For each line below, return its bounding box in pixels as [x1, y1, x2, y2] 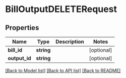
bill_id [8, 46, 23, 53]
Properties [5, 23, 39, 32]
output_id [8, 55, 31, 61]
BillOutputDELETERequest [5, 3, 117, 15]
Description [55, 38, 85, 45]
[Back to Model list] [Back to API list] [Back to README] [5, 67, 121, 73]
